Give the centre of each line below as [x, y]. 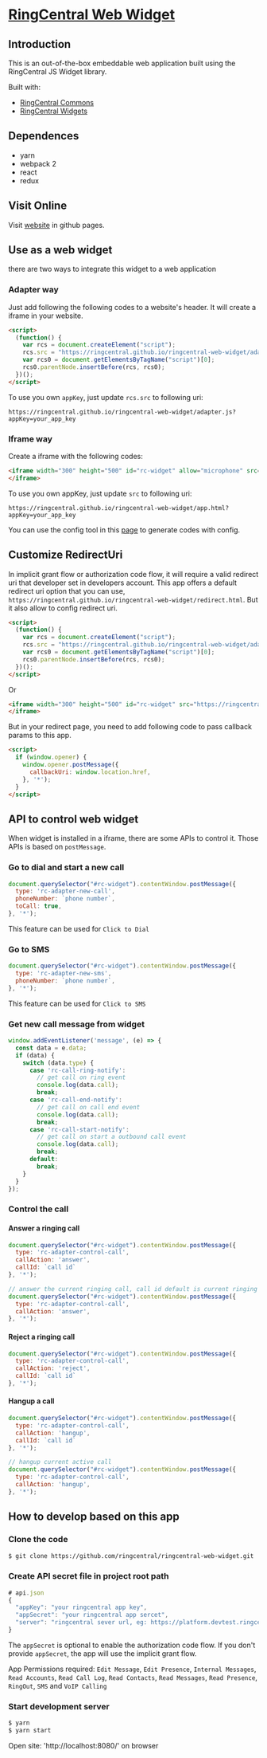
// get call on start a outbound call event [112, 1137]
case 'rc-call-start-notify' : [79, 1129]
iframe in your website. [46, 316]
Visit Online [38, 206]
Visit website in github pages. [56, 225]
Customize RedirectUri [66, 555]
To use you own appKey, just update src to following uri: [100, 493]
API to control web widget [74, 819]
